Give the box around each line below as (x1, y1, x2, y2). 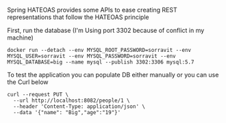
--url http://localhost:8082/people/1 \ (13, 97, 130, 104)
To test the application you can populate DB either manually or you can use (7, 71, 219, 79)
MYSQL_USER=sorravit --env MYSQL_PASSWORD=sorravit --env (7, 53, 176, 59)
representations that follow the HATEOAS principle (7, 13, 149, 21)
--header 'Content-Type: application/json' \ (13, 103, 146, 110)
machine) (7, 33, 34, 42)
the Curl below (7, 78, 49, 86)
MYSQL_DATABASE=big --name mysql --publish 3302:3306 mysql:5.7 (7, 59, 194, 66)
